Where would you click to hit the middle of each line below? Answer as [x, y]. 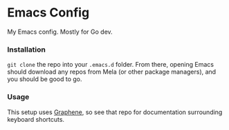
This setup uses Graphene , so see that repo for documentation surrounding [115, 112]
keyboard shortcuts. [36, 119]
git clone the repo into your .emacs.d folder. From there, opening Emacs [111, 65]
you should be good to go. [45, 79]
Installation [27, 50]
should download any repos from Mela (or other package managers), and [112, 72]
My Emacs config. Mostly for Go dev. [60, 32]
